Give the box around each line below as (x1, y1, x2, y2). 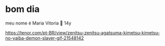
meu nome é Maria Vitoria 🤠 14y (5, 20, 72, 26)
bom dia (5, 3, 40, 15)
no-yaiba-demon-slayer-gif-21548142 (5, 35, 84, 41)
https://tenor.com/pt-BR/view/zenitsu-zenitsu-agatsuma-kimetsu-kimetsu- (5, 29, 160, 35)
